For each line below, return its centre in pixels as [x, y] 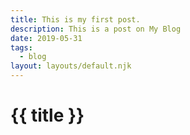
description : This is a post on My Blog [96, 29]
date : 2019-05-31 [46, 38]
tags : [21, 47]
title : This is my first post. [75, 19]
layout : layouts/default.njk [71, 66]
